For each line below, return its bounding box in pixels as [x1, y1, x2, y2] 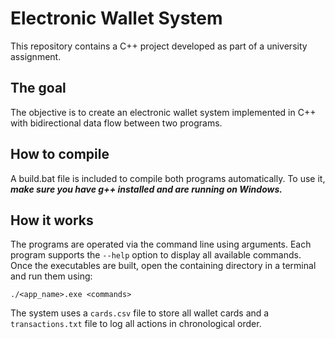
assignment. [10, 50, 62, 62]
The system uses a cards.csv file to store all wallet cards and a [10, 307, 270, 319]
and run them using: [10, 270, 93, 282]
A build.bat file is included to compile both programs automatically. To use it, [10, 172, 326, 184]
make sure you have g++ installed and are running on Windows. [10, 183, 283, 195]
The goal [10, 80, 67, 97]
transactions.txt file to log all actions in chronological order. [10, 318, 262, 330]
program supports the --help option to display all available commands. [10, 249, 302, 261]
